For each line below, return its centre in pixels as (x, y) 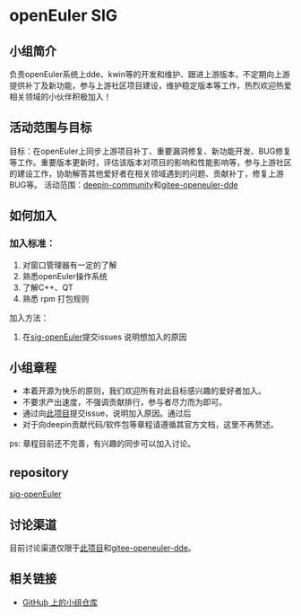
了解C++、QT (47, 287)
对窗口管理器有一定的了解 (69, 265)
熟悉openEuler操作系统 (64, 276)
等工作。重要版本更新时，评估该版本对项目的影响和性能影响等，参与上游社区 (150, 162)
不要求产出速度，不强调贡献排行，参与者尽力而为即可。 (124, 402)
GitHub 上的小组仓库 (60, 602)
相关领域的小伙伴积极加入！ (60, 97)
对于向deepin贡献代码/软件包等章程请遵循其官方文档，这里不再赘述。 (150, 425)
